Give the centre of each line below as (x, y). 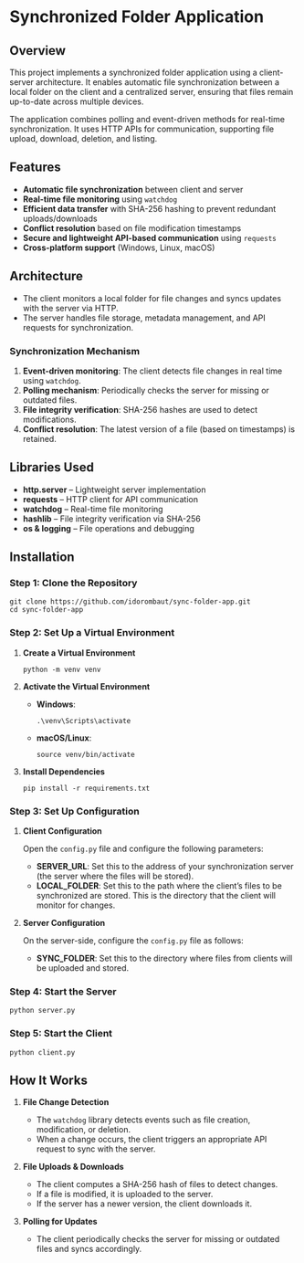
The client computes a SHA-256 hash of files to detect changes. (157, 1184)
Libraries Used (52, 468)
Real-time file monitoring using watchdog (100, 199)
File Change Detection (66, 1102)
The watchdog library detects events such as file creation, (143, 1120)
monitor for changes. (76, 905)
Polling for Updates (60, 1222)
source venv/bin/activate (85, 754)
